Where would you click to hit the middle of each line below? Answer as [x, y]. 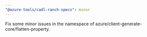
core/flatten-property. [28, 29]
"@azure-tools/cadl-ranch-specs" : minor [48, 10]
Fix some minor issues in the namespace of [50, 24]
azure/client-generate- [119, 24]
